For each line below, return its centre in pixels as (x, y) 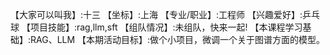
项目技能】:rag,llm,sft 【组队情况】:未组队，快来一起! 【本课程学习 (166, 27)
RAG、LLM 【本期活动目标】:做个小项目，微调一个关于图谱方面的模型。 (178, 39)
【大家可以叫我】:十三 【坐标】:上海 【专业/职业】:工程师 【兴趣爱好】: (156, 14)
